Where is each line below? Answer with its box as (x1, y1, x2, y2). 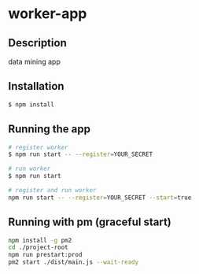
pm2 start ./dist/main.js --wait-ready (8, 258, 139, 266)
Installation (8, 80, 64, 93)
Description (8, 36, 67, 50)
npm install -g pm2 (8, 236, 72, 244)
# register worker (8, 143, 68, 151)
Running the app (8, 123, 90, 136)
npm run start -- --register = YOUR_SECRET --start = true (8, 194, 192, 202)
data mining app (8, 57, 61, 66)
